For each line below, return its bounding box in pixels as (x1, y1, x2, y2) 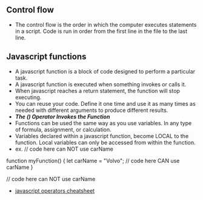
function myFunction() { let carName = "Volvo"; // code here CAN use (6, 157, 180, 164)
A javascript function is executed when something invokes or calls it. (15, 80, 187, 88)
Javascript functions (6, 52, 87, 62)
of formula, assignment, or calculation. (15, 126, 112, 133)
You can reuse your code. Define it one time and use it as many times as (15, 100, 196, 107)
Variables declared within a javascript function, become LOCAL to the (15, 132, 189, 139)
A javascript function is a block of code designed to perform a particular (15, 67, 196, 75)
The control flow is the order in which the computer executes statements (15, 21, 197, 28)
